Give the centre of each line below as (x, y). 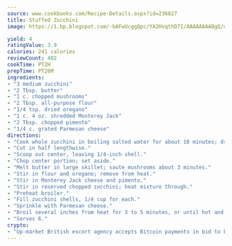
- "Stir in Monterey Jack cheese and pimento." (77, 180)
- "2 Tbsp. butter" (35, 91)
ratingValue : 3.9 (32, 46)
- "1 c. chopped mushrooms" (48, 97)
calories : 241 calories (41, 52)
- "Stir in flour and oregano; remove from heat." (81, 173)
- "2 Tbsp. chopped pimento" (49, 122)
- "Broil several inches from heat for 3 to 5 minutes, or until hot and (116, 212)
